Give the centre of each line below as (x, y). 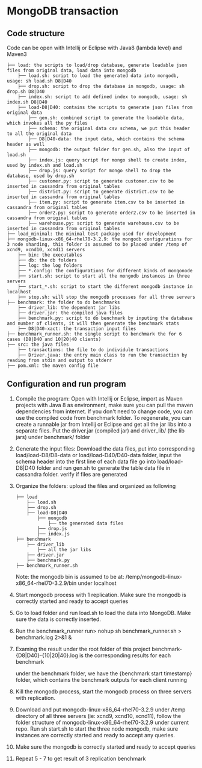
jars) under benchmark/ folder (53, 437)
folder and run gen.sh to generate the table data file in (103, 467)
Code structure (36, 33)
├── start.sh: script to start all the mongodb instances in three (104, 276)
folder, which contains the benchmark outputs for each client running (101, 679)
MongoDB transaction (63, 11)
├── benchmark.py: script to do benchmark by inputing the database (105, 318)
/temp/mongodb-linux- (154, 576)
